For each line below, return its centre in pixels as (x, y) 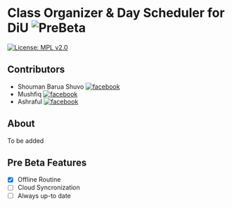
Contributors (36, 69)
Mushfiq (30, 94)
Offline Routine (39, 180)
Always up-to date (44, 196)
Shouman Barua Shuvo (51, 87)
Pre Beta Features (47, 162)
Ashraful (30, 101)
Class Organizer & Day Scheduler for (116, 13)
